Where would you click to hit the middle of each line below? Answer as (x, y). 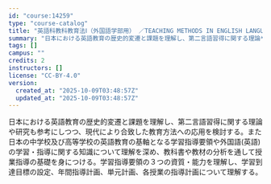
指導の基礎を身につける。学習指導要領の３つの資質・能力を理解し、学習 (135, 162)
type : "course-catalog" (48, 23)
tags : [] (23, 46)
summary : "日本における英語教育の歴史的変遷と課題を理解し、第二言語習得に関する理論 (134, 38)
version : (23, 83)
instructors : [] (35, 68)
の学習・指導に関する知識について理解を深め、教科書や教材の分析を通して (132, 152)
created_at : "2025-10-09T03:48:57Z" (77, 90)
